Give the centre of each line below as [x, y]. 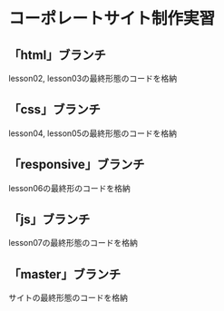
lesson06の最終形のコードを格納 [69, 188]
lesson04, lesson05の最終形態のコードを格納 [93, 133]
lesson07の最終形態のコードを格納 [73, 243]
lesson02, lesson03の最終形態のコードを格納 [93, 78]
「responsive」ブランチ [77, 165]
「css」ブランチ [54, 110]
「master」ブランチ [65, 274]
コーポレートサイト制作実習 [112, 19]
